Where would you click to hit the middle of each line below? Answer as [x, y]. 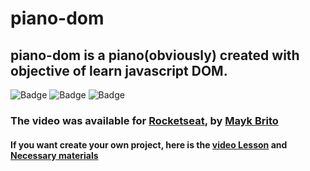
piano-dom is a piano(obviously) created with [155, 55]
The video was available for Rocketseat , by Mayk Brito [144, 120]
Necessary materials [54, 155]
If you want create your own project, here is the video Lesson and [149, 144]
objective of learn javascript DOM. [119, 70]
